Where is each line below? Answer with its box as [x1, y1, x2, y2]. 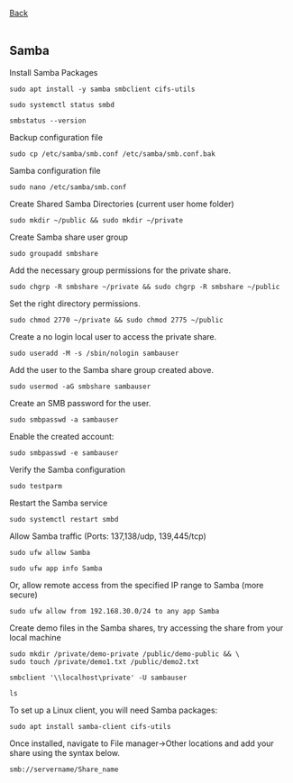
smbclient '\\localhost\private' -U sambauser [9, 673, 188, 682]
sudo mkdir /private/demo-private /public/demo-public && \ [9, 649, 241, 659]
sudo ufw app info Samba [9, 563, 103, 573]
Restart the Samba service [9, 497, 108, 508]
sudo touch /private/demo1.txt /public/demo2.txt [9, 657, 200, 666]
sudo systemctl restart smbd [9, 514, 119, 524]
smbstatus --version [9, 116, 87, 125]
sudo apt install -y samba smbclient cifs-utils [9, 85, 196, 94]
